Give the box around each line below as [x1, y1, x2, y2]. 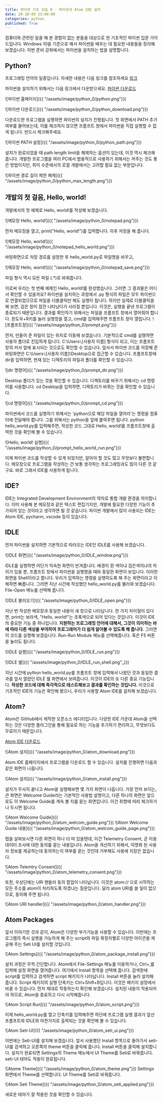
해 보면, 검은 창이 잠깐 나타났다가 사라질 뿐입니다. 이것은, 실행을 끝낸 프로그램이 [5, 303, 156, 309]
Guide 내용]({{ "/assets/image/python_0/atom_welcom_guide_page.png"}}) [5, 826, 155, 831]
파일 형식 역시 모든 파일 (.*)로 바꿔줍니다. [5, 275, 83, 280]
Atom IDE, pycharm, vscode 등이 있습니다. [5, 513, 89, 519]
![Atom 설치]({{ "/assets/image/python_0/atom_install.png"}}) [5, 776, 127, 782]
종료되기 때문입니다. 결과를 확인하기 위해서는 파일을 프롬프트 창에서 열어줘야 [5, 309, 149, 316]
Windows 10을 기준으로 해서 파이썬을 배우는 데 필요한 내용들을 [23, 41, 142, 47]
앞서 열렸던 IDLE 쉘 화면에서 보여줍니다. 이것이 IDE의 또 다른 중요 [14, 676, 138, 682]
